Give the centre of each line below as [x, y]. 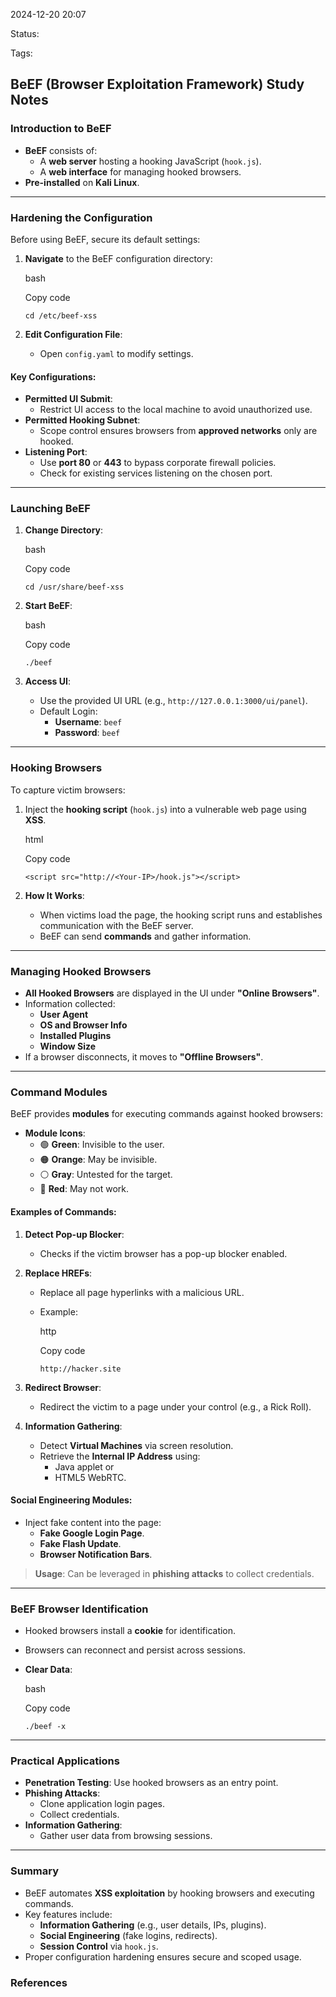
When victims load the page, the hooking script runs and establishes [181, 915]
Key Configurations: [53, 376]
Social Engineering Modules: [71, 1500]
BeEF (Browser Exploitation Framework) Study [157, 84]
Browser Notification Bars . [96, 1554]
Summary [35, 1871]
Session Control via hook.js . [99, 1946]
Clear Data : [48, 1670]
